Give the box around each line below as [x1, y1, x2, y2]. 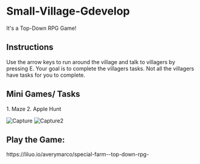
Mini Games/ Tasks [6, 89, 80, 99]
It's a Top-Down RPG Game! [6, 24, 77, 32]
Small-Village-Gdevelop [6, 4, 130, 18]
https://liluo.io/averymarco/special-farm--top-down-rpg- [6, 151, 150, 158]
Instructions [6, 42, 53, 52]
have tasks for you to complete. [6, 71, 86, 79]
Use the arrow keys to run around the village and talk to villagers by [6, 58, 176, 65]
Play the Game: [6, 134, 65, 144]
